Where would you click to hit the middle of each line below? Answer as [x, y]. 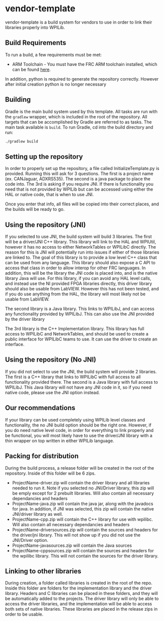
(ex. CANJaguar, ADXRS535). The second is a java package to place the [78, 179]
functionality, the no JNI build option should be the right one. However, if [78, 425]
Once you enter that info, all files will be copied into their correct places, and [82, 204]
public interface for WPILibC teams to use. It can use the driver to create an [81, 339]
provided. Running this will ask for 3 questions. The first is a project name [79, 174]
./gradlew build [22, 141]
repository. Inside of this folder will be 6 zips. [50, 473]
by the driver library [25, 319]
